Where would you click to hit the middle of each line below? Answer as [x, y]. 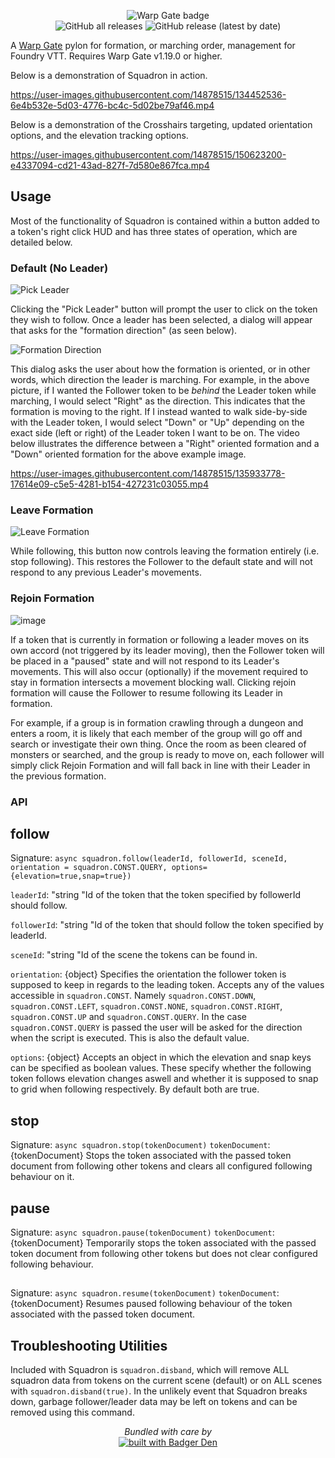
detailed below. [41, 242]
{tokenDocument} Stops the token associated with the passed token [151, 1156]
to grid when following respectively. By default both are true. [135, 1089]
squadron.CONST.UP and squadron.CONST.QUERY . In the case [128, 1017]
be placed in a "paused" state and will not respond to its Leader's [145, 661]
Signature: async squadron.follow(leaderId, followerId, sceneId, [149, 858]
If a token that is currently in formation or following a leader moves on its [160, 639]
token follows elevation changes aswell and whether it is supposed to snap [164, 1079]
